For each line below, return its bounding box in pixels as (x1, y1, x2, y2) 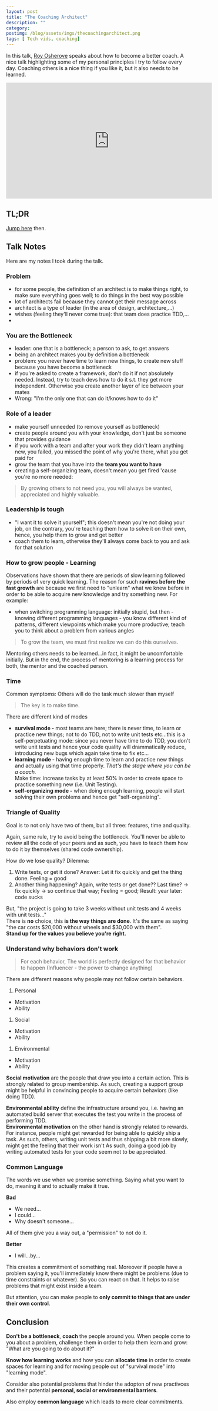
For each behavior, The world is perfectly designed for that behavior (20, 958, 186, 965)
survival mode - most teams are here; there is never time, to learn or (14, 725, 181, 732)
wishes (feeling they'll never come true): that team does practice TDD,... (14, 310, 189, 317)
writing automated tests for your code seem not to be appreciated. (6, 1148, 167, 1155)
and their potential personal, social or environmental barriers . (6, 1387, 158, 1394)
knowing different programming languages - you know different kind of (14, 615, 187, 622)
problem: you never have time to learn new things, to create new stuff (14, 357, 183, 365)
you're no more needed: (14, 473, 73, 480)
